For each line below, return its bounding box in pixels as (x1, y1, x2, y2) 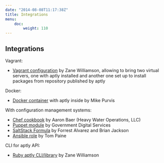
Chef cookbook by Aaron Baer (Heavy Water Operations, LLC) (12, 116, 141, 122)
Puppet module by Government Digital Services (12, 122, 111, 128)
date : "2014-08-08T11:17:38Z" (5, 7, 69, 12)
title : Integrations (5, 12, 49, 17)
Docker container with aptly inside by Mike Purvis (12, 97, 115, 103)
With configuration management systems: (5, 107, 92, 113)
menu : (5, 16, 17, 21)
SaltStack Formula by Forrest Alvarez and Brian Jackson (12, 127, 129, 133)
